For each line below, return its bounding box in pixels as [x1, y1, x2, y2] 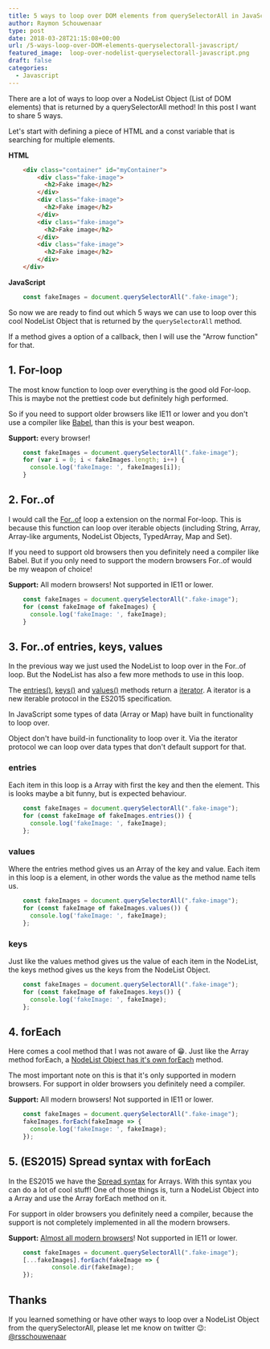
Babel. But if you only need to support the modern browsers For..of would [8, 555, 252, 565]
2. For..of [8, 493, 55, 507]
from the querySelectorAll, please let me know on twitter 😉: [8, 1323, 207, 1333]
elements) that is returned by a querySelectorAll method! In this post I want [8, 102, 257, 112]
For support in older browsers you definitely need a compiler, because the [8, 1208, 254, 1218]
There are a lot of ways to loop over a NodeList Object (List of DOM [8, 93, 231, 103]
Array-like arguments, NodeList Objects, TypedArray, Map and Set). [8, 531, 233, 541]
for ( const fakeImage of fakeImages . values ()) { [22, 905, 189, 913]
